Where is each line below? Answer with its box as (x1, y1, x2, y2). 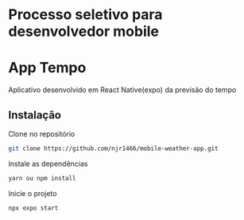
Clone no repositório (8, 129, 76, 138)
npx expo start (8, 204, 59, 212)
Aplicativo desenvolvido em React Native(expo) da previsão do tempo (8, 85, 237, 95)
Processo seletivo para (8, 6, 163, 24)
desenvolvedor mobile (8, 22, 160, 41)
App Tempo (8, 59, 87, 77)
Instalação (8, 108, 62, 122)
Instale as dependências (8, 159, 88, 168)
